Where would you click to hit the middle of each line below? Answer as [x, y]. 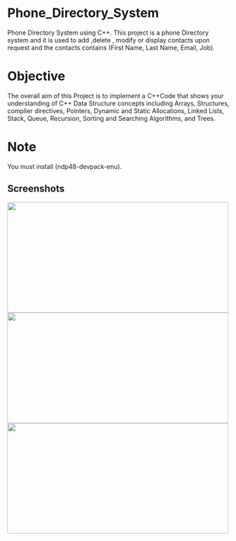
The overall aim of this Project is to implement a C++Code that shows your [116, 95]
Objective [36, 76]
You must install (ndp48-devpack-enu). [65, 166]
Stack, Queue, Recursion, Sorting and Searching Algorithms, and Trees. [111, 118]
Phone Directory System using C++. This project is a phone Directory [108, 33]
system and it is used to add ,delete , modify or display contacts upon [109, 40]
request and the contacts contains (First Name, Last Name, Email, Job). [111, 47]
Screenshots [36, 189]
